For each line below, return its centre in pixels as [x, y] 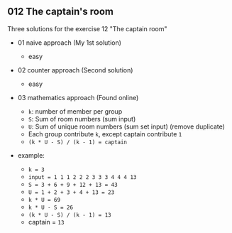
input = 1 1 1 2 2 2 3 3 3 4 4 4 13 [82, 177]
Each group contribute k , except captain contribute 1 [105, 134]
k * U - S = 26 [50, 207]
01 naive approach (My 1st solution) [70, 43]
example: [31, 155]
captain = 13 [46, 222]
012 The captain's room [60, 12]
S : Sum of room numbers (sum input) [82, 119]
